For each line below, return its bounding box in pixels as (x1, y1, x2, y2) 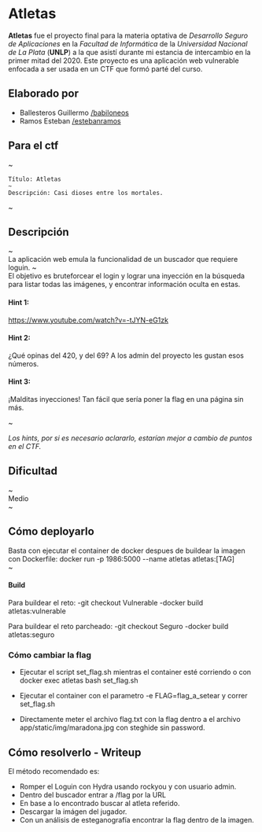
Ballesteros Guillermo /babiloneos (19, 108, 130, 117)
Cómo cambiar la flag (8, 650, 92, 661)
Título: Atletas (8, 175, 61, 183)
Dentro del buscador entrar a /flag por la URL (19, 790, 167, 799)
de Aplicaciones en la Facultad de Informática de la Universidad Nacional (8, 39, 248, 48)
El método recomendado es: (8, 766, 100, 775)
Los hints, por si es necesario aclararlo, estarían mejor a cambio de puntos (8, 433, 253, 443)
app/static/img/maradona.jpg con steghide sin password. (19, 723, 206, 732)
